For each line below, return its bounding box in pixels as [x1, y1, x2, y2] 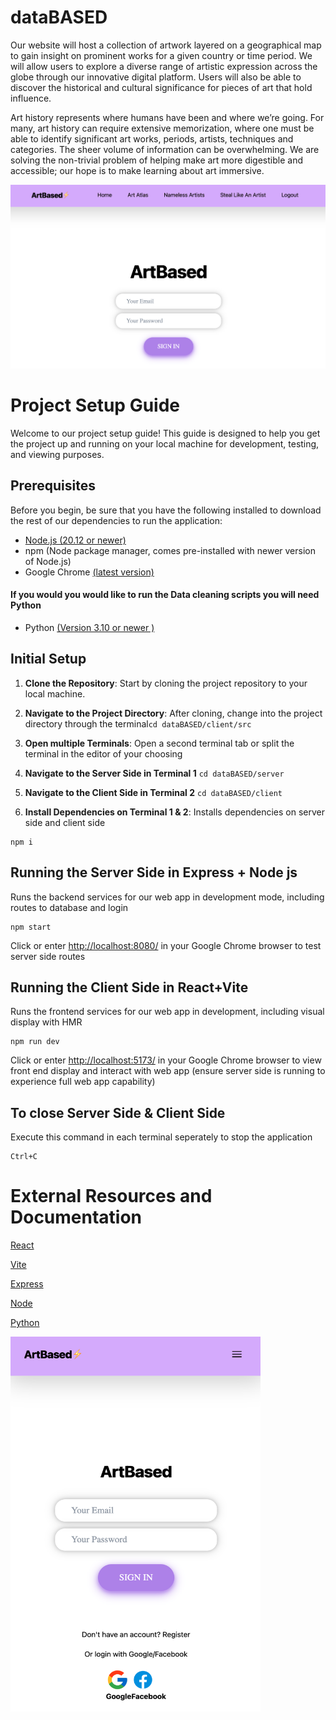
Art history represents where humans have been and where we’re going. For [10, 111, 325, 123]
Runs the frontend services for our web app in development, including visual [10, 1006, 325, 1018]
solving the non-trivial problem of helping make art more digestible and [10, 154, 303, 166]
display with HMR [10, 1016, 83, 1028]
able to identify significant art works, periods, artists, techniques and [10, 132, 294, 145]
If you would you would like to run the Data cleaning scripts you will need [10, 589, 320, 601]
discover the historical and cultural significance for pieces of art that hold [10, 81, 313, 93]
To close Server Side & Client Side [10, 1104, 226, 1121]
